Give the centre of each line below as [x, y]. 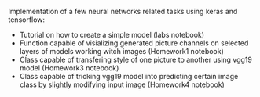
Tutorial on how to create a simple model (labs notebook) [112, 35]
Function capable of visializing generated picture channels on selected [134, 43]
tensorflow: [27, 20]
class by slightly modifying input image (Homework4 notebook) [122, 84]
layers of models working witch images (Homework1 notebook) [121, 51]
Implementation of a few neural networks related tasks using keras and [123, 11]
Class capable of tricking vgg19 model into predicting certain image [129, 76]
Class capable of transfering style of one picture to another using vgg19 [136, 59]
